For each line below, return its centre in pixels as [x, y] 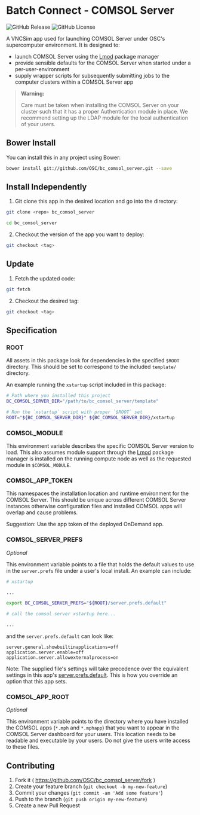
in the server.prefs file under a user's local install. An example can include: [99, 570]
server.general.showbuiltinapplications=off [62, 647]
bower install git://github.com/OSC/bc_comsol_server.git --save [89, 168]
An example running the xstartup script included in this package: [86, 385]
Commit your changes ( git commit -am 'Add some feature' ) [89, 793]
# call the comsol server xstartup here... [61, 614]
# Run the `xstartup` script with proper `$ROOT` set [75, 412]
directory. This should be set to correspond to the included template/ [91, 367]
